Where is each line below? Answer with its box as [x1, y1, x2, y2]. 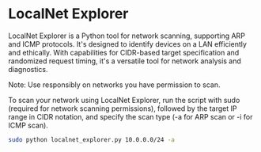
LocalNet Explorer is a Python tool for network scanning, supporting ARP [8, 31, 245, 40]
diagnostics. [8, 64, 48, 74]
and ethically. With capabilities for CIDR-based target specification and [8, 47, 240, 57]
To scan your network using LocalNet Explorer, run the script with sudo [8, 95, 240, 104]
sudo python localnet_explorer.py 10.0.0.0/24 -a [8, 135, 176, 143]
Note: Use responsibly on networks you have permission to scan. [8, 80, 221, 89]
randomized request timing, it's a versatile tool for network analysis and [8, 56, 241, 66]
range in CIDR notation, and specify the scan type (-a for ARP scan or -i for [8, 112, 253, 121]
